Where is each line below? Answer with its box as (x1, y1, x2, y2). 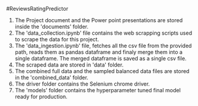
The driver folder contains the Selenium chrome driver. (14, 80, 150, 87)
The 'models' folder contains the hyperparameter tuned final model (14, 87, 181, 93)
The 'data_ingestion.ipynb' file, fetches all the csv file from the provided (14, 42, 192, 49)
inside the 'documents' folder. (14, 23, 89, 30)
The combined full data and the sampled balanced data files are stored (14, 68, 190, 74)
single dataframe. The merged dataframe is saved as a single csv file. (14, 55, 187, 62)
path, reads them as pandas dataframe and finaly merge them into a (14, 49, 183, 56)
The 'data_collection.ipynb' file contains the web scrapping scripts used (14, 29, 193, 37)
